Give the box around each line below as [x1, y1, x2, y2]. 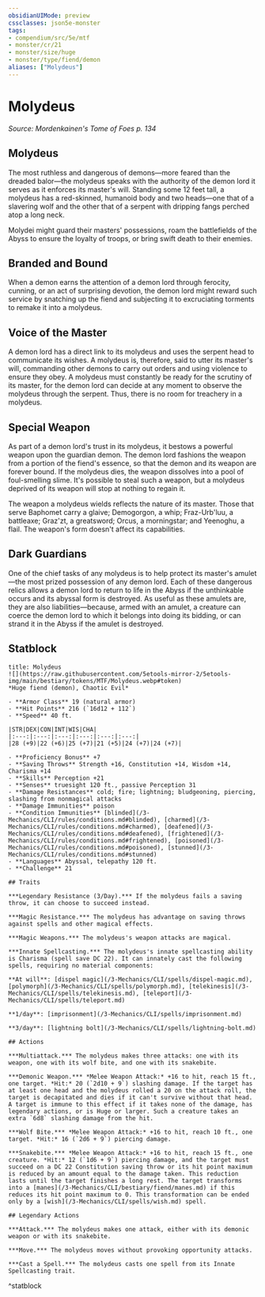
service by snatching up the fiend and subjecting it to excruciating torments [8, 294, 255, 304]
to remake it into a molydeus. [8, 303, 103, 313]
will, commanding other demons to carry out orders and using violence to [8, 364, 248, 374]
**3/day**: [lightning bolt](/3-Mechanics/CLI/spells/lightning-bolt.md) [8, 1024, 257, 1032]
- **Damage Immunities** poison [8, 802, 115, 810]
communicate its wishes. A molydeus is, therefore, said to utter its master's [8, 355, 253, 365]
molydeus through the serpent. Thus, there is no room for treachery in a [8, 389, 243, 399]
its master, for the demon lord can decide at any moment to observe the [8, 381, 243, 390]
